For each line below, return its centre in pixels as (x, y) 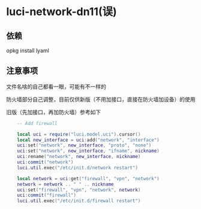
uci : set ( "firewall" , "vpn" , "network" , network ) (79, 190)
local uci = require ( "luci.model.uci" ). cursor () (79, 134)
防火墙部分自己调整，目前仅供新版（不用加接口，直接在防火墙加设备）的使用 (101, 99)
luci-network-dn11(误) (61, 12)
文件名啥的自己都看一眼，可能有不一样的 (56, 86)
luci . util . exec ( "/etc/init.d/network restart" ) (77, 168)
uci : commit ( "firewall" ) (47, 195)
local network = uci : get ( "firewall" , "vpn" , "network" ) (88, 178)
